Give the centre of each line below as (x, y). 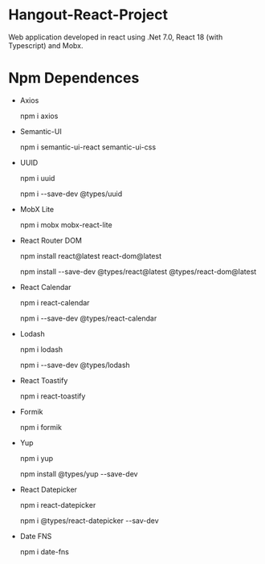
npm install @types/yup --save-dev (79, 474)
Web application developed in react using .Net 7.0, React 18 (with (116, 37)
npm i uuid (37, 178)
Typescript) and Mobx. (46, 45)
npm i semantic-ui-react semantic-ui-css (88, 147)
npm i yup (37, 458)
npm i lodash (41, 349)
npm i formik (41, 427)
